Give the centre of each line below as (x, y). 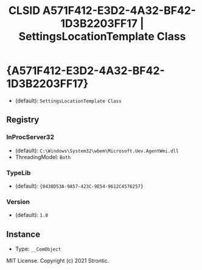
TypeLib (19, 172)
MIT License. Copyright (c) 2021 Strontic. (58, 261)
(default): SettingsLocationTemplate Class (68, 101)
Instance (23, 234)
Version (18, 202)
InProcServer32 (30, 137)
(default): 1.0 (32, 215)
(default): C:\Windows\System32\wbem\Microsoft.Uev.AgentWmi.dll (97, 151)
